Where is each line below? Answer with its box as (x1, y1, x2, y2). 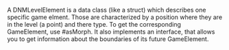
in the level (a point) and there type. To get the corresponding (7, 21, 182, 28)
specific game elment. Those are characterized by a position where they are (7, 13, 223, 21)
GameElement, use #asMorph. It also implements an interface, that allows (7, 27, 215, 36)
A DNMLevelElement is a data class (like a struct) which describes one (7, 6, 206, 14)
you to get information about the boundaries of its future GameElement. (7, 35, 209, 43)
